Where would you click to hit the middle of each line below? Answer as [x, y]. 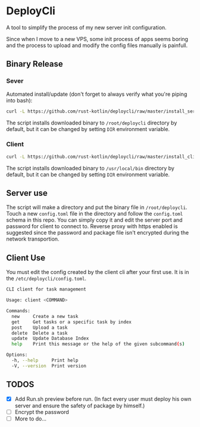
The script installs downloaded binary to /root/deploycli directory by [92, 123]
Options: [17, 355]
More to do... [30, 419]
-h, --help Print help [45, 361]
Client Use [26, 258]
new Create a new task [45, 316]
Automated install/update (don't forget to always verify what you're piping [97, 94]
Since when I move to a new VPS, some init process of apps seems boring [97, 39]
